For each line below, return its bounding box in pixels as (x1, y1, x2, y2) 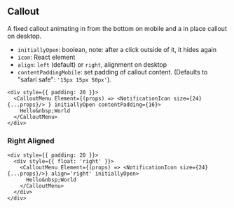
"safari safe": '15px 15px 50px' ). (17, 75, 112, 84)
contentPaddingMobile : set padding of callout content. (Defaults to (17, 67, 208, 76)
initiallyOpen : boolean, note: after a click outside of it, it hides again (17, 45, 217, 53)
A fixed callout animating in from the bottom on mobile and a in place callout (7, 24, 228, 32)
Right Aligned (7, 136, 55, 145)
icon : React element (17, 53, 76, 61)
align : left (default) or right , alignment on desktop (17, 60, 167, 69)
